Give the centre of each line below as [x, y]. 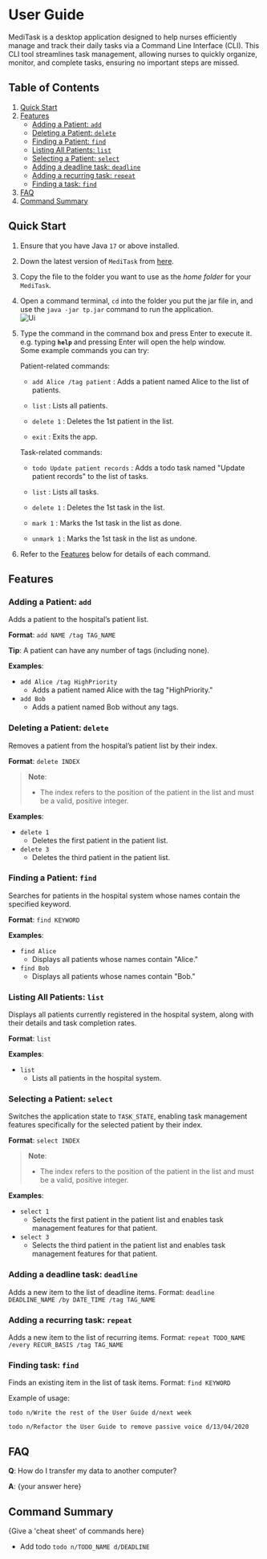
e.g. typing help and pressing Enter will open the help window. [123, 342]
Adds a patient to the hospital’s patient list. [79, 619]
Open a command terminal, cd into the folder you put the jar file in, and [136, 300]
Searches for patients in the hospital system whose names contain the [124, 895]
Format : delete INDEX [44, 761]
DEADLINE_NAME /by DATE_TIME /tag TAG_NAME [82, 1300]
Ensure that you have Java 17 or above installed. [99, 246]
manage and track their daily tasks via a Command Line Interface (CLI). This [134, 45]
